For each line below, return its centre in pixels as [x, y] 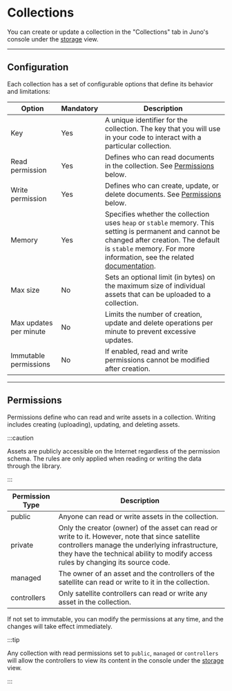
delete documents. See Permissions [163, 194]
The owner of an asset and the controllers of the [137, 573]
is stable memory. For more [150, 249]
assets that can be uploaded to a [158, 294]
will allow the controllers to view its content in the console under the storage [116, 660]
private [22, 545]
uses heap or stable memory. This [159, 222]
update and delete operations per [159, 322]
